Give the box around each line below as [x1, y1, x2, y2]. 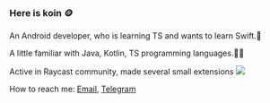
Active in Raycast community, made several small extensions [9, 66, 234, 77]
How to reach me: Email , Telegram [9, 83, 136, 95]
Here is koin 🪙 [9, 6, 74, 19]
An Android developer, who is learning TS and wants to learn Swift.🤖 [9, 30, 262, 41]
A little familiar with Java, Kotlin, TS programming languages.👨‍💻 [9, 47, 245, 59]
